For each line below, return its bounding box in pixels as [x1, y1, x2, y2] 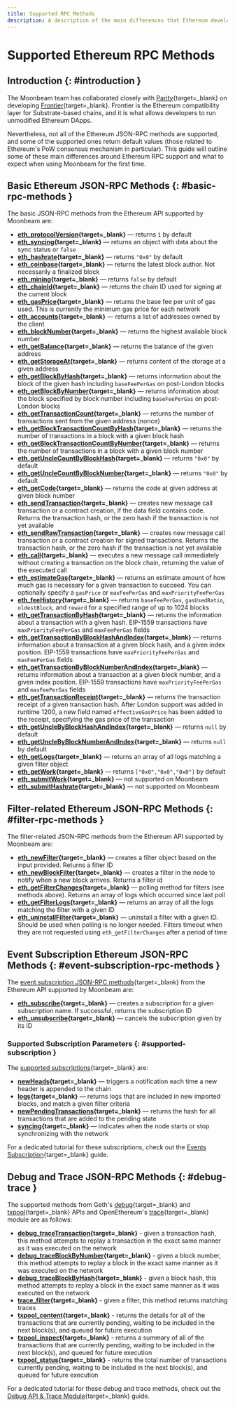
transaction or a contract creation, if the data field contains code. [17, 506, 206, 515]
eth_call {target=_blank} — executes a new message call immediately [17, 551, 220, 560]
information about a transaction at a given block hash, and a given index [17, 640, 226, 649]
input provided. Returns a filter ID [17, 861, 113, 869]
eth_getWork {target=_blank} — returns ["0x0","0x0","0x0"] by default [17, 767, 226, 776]
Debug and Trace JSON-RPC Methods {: [7, 1170, 186, 1183]
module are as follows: [7, 1215, 73, 1224]
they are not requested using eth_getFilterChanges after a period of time [17, 928, 227, 937]
